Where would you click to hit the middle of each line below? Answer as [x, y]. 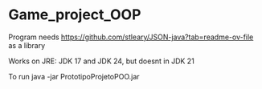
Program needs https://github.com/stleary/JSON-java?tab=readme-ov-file [131, 37]
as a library [27, 45]
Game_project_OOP [75, 15]
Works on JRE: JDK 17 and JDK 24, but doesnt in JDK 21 [101, 61]
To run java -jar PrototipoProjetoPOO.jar [74, 76]
